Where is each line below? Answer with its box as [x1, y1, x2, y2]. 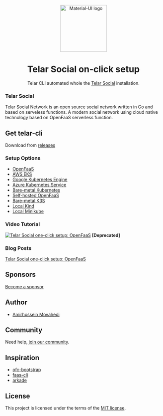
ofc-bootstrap [12, 367, 41, 373]
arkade [12, 377, 27, 384]
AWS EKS [12, 171, 32, 177]
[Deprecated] [91, 232, 120, 238]
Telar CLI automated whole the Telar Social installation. [27, 80, 140, 86]
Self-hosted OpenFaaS [12, 193, 60, 199]
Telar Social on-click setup [27, 64, 140, 75]
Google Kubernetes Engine [12, 177, 68, 183]
